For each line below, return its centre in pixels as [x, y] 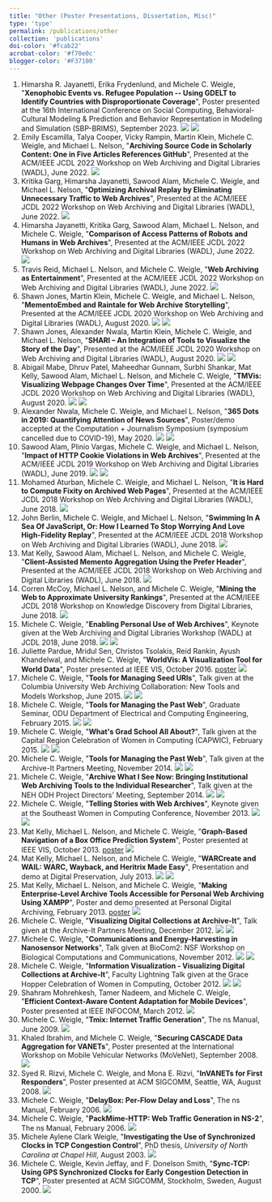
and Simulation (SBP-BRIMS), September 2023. [100, 128]
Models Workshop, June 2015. [72, 696]
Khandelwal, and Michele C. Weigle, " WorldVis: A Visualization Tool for [141, 659]
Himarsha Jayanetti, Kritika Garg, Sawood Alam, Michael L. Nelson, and [140, 225]
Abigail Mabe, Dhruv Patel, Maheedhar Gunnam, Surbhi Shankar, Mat [136, 367]
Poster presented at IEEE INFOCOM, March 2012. [103, 1011]
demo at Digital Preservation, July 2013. [87, 876]
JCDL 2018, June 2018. [59, 642]
